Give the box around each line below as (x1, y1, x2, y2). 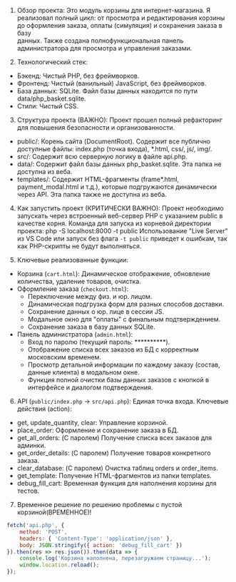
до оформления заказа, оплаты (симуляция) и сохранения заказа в (16, 21, 222, 29)
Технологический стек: (16, 58, 88, 66)
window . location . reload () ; (19, 561, 100, 569)
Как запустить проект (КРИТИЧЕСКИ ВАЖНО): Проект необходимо (16, 204, 224, 213)
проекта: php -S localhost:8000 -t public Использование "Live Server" (16, 227, 229, 235)
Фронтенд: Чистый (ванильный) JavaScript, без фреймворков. (16, 79, 207, 88)
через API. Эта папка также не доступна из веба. (16, 190, 167, 198)
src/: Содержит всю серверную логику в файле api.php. (16, 153, 188, 160)
